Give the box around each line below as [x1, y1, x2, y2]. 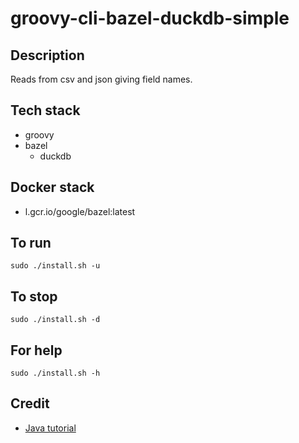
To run [10, 235, 52, 252]
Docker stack [10, 179, 95, 196]
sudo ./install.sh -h [10, 368, 101, 379]
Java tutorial [24, 422, 77, 434]
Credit [10, 395, 50, 412]
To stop [10, 288, 58, 305]
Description [10, 47, 85, 64]
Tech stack [10, 102, 81, 119]
